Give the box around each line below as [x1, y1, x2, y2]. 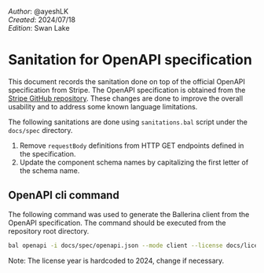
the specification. [19, 149, 76, 158]
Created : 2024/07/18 [8, 15, 76, 24]
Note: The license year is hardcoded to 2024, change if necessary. [8, 256, 225, 265]
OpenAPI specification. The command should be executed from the [8, 218, 226, 227]
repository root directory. [8, 226, 90, 235]
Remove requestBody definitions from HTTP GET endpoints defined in [19, 141, 244, 150]
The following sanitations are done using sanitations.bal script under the [8, 117, 247, 127]
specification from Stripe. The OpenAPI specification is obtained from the [8, 85, 246, 94]
